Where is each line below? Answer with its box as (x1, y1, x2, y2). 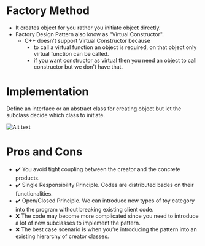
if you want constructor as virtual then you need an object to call (33, 56, 197, 64)
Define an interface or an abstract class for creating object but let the (6, 105, 182, 112)
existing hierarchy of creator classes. (15, 233, 109, 240)
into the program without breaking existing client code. (15, 206, 154, 213)
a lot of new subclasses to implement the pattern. (15, 219, 141, 226)
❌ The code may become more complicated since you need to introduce (15, 212, 199, 220)
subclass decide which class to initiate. (6, 111, 106, 118)
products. (15, 174, 40, 182)
